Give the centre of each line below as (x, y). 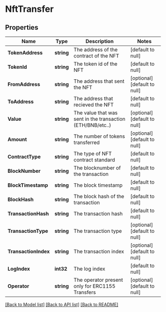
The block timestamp (98, 185)
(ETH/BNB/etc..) (92, 125)
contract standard (94, 160)
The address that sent (99, 81)
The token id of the (95, 64)
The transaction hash (98, 214)
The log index (89, 269)
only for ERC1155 (94, 286)
